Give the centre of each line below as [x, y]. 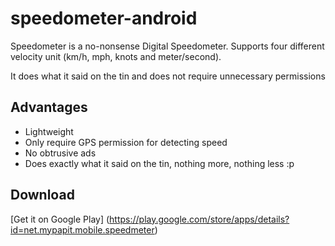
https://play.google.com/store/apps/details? [199, 219]
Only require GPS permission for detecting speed [126, 142]
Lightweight [49, 131]
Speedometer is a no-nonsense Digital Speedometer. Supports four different [167, 46]
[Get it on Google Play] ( [60, 219]
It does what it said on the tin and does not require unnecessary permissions [168, 76]
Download [42, 195]
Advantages [49, 107]
